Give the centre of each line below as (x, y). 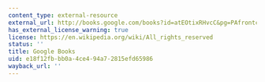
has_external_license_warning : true (68, 30)
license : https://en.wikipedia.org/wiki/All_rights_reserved (111, 37)
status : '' (26, 45)
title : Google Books (42, 52)
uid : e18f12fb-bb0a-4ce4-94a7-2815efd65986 (81, 59)
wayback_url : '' (35, 66)
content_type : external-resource (63, 15)
